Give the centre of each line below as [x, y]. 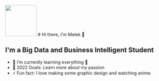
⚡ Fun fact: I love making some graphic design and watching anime [81, 73]
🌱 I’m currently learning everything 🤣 [50, 62]
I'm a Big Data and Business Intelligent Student [79, 50]
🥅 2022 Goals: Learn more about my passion [58, 67]
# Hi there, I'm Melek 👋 [61, 35]
